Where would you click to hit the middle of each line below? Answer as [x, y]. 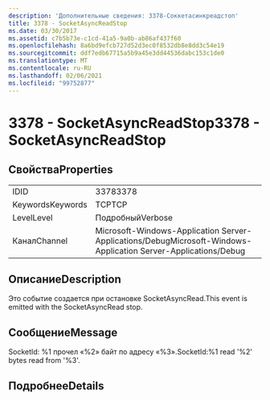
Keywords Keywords [50, 204]
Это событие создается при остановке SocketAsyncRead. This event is [128, 299]
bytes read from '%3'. [44, 361]
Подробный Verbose [134, 217]
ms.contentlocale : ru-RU [50, 68]
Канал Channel [40, 241]
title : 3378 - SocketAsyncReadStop [68, 23]
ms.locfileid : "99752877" [51, 83]
